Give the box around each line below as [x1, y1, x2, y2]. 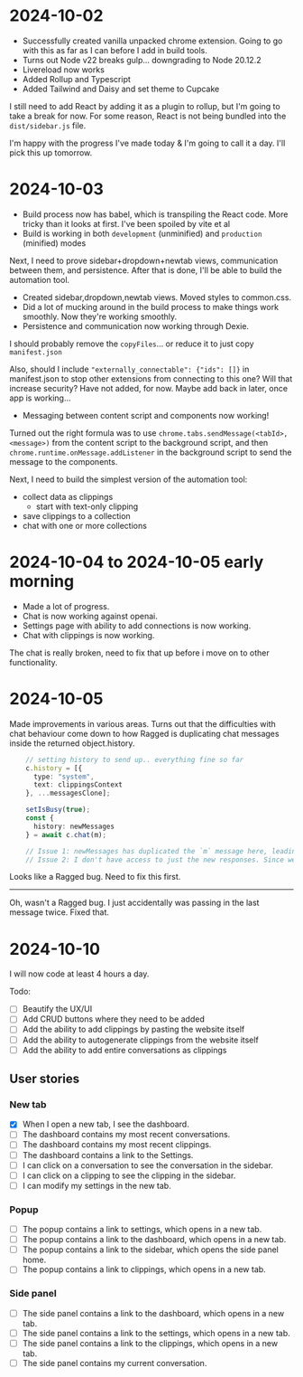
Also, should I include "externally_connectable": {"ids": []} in [9, 363, 250, 374]
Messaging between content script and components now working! [22, 410, 270, 420]
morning [9, 571, 75, 592]
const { [25, 814, 54, 823]
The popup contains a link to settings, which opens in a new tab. [22, 1224, 262, 1235]
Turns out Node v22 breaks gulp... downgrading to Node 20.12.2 [22, 54, 262, 65]
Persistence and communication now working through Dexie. [22, 320, 250, 331]
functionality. [9, 656, 59, 667]
